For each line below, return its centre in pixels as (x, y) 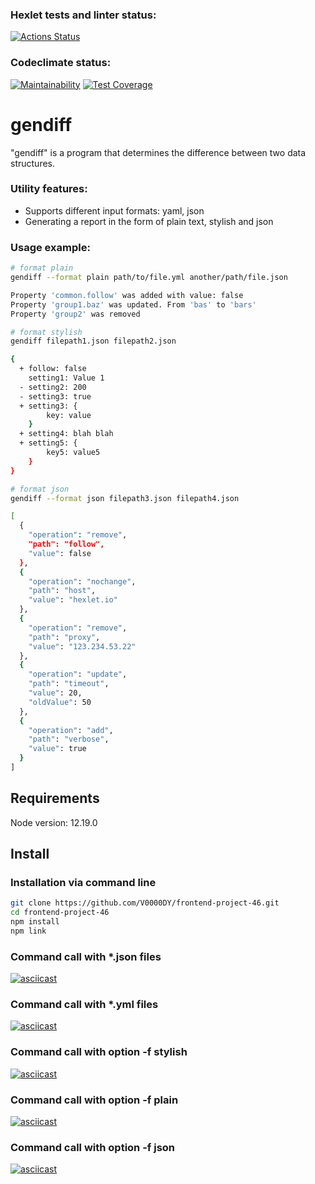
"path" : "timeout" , (69, 684)
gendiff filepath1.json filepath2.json (93, 341)
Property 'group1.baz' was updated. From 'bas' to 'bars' (133, 304)
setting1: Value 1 (66, 378)
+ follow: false (53, 369)
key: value (69, 415)
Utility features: (49, 189)
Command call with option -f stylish (99, 1052)
